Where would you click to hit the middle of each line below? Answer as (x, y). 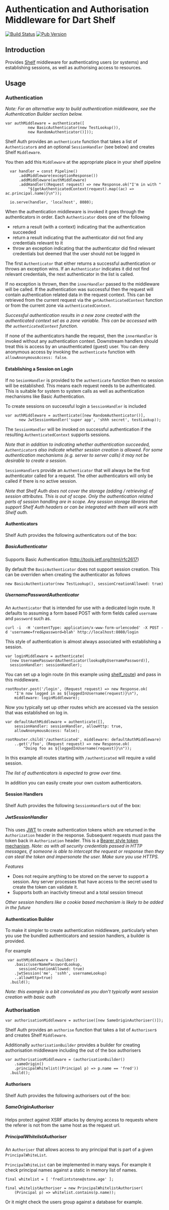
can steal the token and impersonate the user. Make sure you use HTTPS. (82, 856)
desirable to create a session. (36, 460)
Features (14, 866)
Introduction (25, 50)
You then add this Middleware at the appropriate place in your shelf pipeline (83, 162)
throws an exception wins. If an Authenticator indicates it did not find (77, 269)
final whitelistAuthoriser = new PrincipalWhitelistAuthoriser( (74, 1188)
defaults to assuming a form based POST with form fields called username (81, 613)
